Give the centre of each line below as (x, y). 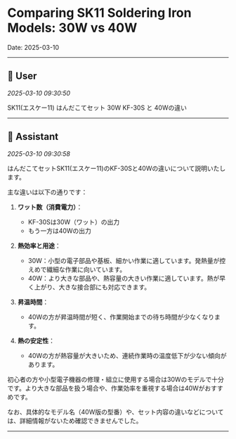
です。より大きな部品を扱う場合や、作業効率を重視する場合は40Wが (106, 388)
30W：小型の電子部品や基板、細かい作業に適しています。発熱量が (124, 260)
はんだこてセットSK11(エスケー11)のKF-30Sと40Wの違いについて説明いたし (117, 168)
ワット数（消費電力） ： (50, 207)
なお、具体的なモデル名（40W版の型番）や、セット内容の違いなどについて (116, 412)
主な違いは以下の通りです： (47, 192)
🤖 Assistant (33, 137)
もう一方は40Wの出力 (59, 231)
